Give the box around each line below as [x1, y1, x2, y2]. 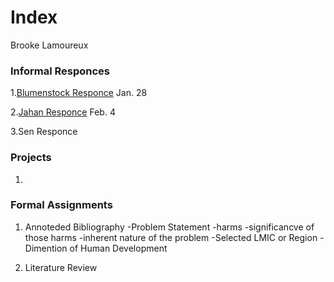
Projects [10, 151, 52, 165]
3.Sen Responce [10, 126, 78, 138]
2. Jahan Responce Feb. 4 [10, 106, 116, 118]
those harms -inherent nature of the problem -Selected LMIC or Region [24, 231, 318, 243]
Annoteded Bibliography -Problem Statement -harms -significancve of [24, 221, 315, 233]
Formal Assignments [10, 198, 113, 212]
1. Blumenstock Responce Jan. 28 [10, 87, 148, 99]
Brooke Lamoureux [10, 39, 89, 51]
